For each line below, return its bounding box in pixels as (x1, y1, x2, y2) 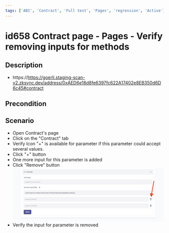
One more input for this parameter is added (12, 156, 103, 163)
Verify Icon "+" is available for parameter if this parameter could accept (12, 141, 161, 147)
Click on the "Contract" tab (12, 135, 69, 141)
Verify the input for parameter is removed (12, 221, 99, 228)
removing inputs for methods (5, 41, 130, 52)
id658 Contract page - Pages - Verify (5, 30, 163, 42)
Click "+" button (12, 151, 46, 157)
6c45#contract (12, 85, 44, 91)
